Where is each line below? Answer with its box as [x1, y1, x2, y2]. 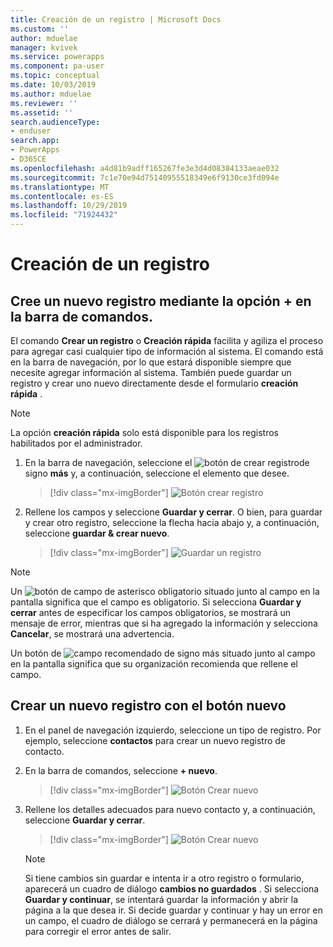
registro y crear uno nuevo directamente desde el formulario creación [10, 377, 299, 389]
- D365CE [10, 154, 47, 164]
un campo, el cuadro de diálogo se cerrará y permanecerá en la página [24, 914, 318, 926]
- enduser [10, 126, 52, 136]
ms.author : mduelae [10, 89, 92, 99]
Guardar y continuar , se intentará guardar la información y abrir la [24, 893, 299, 905]
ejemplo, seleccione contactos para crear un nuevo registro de [24, 734, 286, 746]
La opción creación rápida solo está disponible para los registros [10, 427, 279, 438]
